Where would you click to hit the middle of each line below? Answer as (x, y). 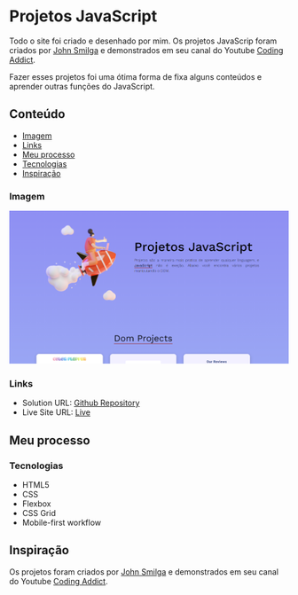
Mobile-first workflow (62, 522)
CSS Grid (39, 513)
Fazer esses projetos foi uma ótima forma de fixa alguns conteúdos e (136, 76)
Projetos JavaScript (83, 16)
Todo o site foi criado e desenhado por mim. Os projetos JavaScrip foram (143, 41)
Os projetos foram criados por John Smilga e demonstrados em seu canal (144, 572)
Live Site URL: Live (56, 412)
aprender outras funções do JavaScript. (82, 86)
